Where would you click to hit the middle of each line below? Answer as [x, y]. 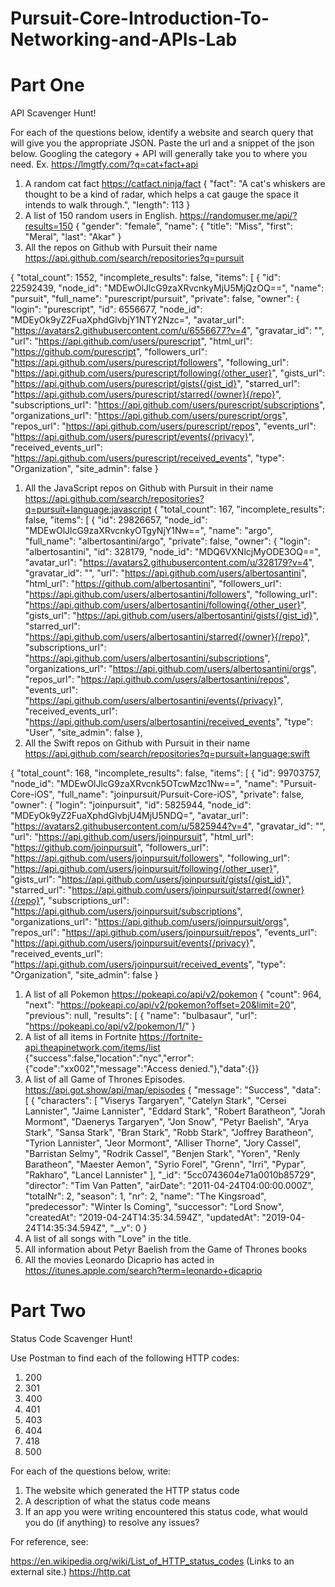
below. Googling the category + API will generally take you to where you [159, 154]
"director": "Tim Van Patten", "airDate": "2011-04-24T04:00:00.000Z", [169, 1186]
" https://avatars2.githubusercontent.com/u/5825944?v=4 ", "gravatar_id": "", [168, 826]
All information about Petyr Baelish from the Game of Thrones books [166, 1249]
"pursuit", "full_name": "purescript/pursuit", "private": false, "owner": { [155, 299]
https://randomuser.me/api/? [238, 216]
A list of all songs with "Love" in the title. [108, 1239]
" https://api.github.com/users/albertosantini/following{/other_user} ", [165, 605]
